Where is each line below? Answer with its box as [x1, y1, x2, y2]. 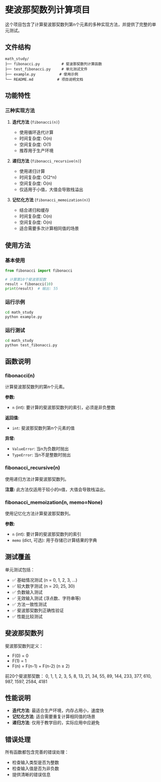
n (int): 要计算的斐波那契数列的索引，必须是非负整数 [12, 405, 115, 410]
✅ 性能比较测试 [12, 613, 43, 619]
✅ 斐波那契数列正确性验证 [12, 607, 64, 613]
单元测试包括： [5, 567, 35, 572]
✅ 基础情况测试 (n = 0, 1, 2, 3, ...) [12, 577, 78, 583]
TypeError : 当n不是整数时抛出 [12, 452, 71, 458]
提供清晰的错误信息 [12, 772, 51, 778]
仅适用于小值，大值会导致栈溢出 [19, 187, 83, 193]
